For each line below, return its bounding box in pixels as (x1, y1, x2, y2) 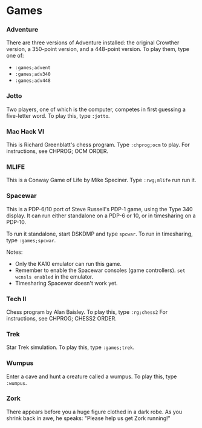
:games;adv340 (15, 71, 51, 78)
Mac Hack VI (6, 127, 44, 135)
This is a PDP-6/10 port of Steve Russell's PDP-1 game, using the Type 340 (6, 205, 193, 212)
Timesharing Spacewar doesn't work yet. (15, 279, 118, 287)
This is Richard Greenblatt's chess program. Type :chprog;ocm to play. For (6, 141, 190, 149)
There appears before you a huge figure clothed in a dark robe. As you (6, 408, 183, 415)
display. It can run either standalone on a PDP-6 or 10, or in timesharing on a (6, 212, 196, 219)
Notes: (6, 248, 23, 256)
